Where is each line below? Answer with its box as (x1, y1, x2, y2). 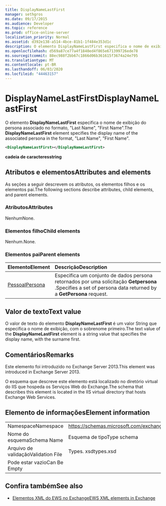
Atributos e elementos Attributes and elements (5, 168, 151, 177)
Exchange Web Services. (5, 394, 56, 400)
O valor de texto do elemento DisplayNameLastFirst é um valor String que (5, 320, 157, 326)
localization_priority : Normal (5, 35, 70, 40)
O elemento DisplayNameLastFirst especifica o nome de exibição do (5, 119, 147, 125)
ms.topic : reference (5, 26, 48, 31)
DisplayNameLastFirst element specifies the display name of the (5, 130, 138, 136)
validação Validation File (7, 451, 63, 458)
